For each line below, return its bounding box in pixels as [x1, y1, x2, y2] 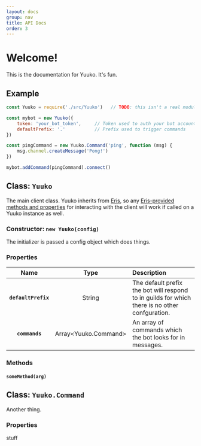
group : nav [6, 14, 33, 20]
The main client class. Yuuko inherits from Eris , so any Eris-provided [6, 197, 175, 204]
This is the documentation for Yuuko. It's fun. [6, 71, 118, 78]
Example [6, 88, 39, 99]
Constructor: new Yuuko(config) [6, 224, 100, 233]
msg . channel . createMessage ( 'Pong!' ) [17, 148, 109, 154]
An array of [132, 318, 164, 327]
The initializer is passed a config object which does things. [6, 238, 151, 245]
